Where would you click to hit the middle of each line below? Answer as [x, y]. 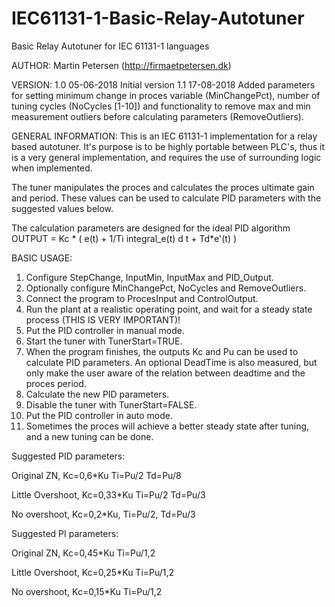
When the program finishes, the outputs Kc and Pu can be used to [162, 351]
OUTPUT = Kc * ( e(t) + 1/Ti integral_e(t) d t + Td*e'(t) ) [124, 238]
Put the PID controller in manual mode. [105, 330]
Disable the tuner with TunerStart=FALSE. [111, 404]
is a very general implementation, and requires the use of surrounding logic [166, 157]
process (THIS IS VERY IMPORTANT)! [103, 319]
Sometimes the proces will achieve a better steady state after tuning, [167, 426]
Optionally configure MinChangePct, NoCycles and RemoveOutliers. [166, 288]
